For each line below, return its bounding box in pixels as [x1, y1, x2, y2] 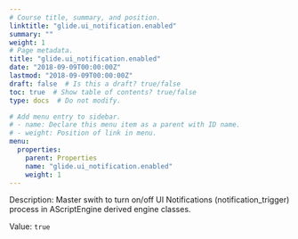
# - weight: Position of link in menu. [9, 128, 157, 138]
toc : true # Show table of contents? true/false [9, 87, 197, 96]
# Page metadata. [9, 46, 74, 55]
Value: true [9, 221, 51, 232]
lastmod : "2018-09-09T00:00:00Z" [9, 71, 133, 80]
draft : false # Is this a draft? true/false [9, 79, 181, 88]
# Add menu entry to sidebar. [9, 112, 122, 121]
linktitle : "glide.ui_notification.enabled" [9, 21, 177, 30]
